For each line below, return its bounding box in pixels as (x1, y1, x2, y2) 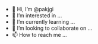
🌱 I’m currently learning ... (11, 18, 75, 25)
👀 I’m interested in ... (11, 12, 62, 19)
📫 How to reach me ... (11, 32, 67, 38)
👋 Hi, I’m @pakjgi (11, 6, 54, 12)
